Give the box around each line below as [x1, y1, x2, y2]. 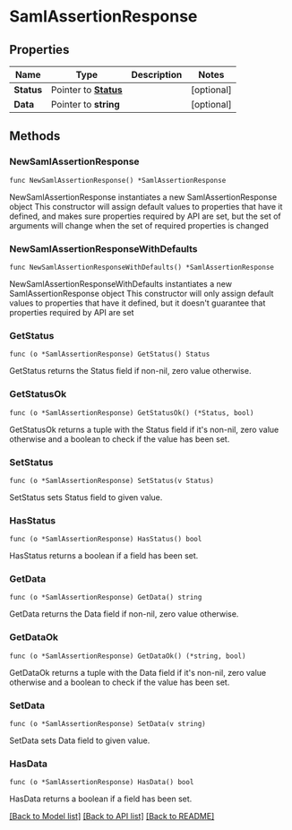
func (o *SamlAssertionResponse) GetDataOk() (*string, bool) [9, 652, 246, 661]
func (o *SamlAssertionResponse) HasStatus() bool [9, 535, 202, 544]
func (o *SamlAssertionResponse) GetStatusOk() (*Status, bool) [9, 408, 254, 418]
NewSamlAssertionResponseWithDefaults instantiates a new [9, 278, 233, 289]
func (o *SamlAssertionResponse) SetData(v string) [9, 720, 206, 729]
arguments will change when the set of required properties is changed [9, 220, 269, 230]
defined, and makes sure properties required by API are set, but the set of [9, 211, 282, 221]
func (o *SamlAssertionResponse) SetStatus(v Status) [9, 476, 215, 485]
